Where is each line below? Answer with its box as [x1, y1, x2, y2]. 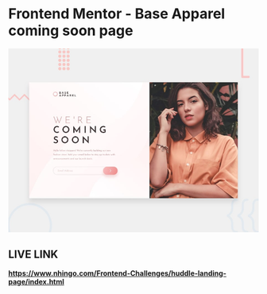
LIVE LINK [8, 247, 59, 261]
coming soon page [8, 21, 133, 40]
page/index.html [8, 277, 65, 287]
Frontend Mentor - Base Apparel [8, 5, 226, 23]
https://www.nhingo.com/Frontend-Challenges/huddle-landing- [8, 269, 226, 278]
